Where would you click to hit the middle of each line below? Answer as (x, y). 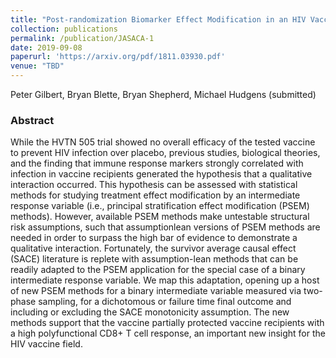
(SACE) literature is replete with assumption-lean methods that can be (154, 259)
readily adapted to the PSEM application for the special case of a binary (158, 270)
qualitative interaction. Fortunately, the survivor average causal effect (153, 248)
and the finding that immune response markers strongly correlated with (157, 163)
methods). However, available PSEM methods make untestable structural (160, 217)
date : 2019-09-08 (46, 47)
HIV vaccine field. (46, 344)
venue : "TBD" (37, 66)
